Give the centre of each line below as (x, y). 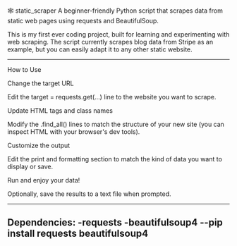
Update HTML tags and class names (60, 111)
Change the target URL (41, 83)
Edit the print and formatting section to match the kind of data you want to (115, 159)
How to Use (24, 69)
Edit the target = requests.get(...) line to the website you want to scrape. (112, 97)
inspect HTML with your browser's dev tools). (74, 132)
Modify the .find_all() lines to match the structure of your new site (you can (116, 124)
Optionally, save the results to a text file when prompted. (89, 194)
